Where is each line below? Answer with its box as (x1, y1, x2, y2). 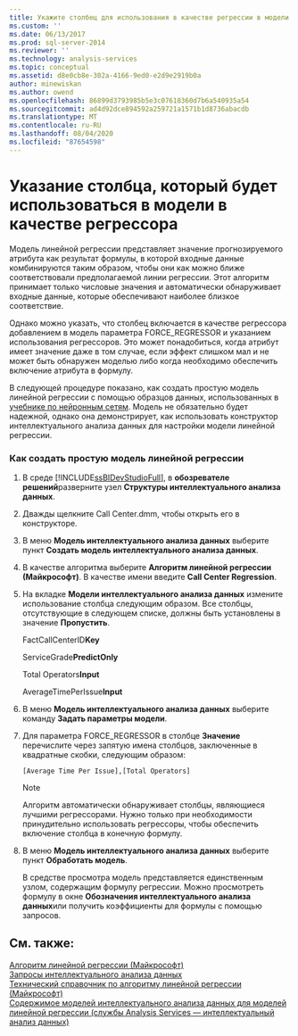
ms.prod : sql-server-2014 (9, 37, 105, 47)
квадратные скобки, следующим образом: (21, 749, 186, 759)
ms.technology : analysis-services (9, 54, 138, 63)
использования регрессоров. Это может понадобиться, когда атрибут (9, 336, 279, 347)
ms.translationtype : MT (9, 112, 98, 121)
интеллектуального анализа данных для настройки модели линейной (9, 420, 275, 431)
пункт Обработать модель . (21, 854, 128, 866)
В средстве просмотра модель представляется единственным (21, 872, 264, 883)
